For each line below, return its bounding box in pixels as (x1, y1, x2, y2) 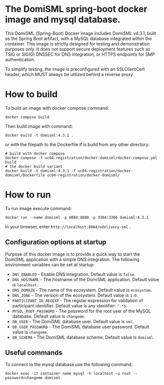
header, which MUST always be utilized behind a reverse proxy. (5, 71, 134, 77)
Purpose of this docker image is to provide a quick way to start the (5, 251, 140, 257)
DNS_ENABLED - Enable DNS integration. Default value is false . (12, 271, 136, 277)
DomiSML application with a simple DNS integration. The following (5, 256, 139, 262)
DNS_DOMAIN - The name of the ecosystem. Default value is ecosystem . (12, 287, 152, 293)
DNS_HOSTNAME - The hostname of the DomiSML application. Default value (12, 276, 160, 282)
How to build (5, 89, 58, 100)
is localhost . (12, 282, 38, 288)
